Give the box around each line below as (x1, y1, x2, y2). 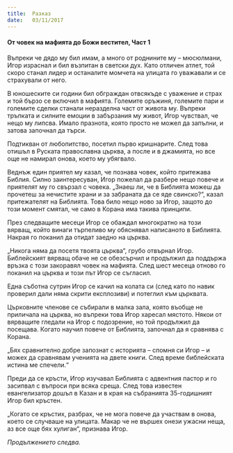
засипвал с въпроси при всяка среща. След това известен (7, 381, 182, 390)
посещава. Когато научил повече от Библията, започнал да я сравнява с (7, 324, 224, 333)
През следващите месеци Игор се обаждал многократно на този (7, 218, 202, 226)
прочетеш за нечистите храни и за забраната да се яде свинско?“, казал (7, 190, 224, 198)
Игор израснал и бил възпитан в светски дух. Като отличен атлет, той (7, 60, 216, 69)
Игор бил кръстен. (7, 396, 63, 404)
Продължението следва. (7, 438, 81, 446)
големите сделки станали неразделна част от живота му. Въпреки (7, 104, 206, 112)
